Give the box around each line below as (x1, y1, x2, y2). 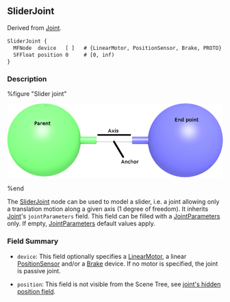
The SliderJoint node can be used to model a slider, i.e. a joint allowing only (7, 198, 220, 206)
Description (7, 74, 47, 84)
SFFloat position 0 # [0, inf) (13, 51, 115, 58)
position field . (16, 287, 56, 295)
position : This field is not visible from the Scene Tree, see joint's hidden (16, 280, 221, 288)
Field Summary (7, 236, 59, 246)
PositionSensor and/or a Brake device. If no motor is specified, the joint (16, 260, 218, 268)
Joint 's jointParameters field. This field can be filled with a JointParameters (7, 212, 220, 221)
